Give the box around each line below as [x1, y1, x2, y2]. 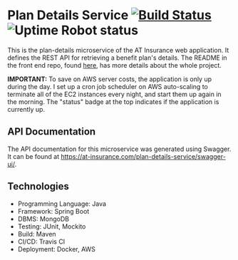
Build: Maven [17, 229, 56, 238]
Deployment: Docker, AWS [17, 244, 96, 253]
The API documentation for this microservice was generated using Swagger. [7, 145, 232, 153]
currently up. [7, 105, 45, 113]
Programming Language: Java [17, 199, 107, 208]
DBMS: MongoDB [17, 214, 70, 223]
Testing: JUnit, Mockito [17, 222, 86, 231]
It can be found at [7, 152, 60, 160]
